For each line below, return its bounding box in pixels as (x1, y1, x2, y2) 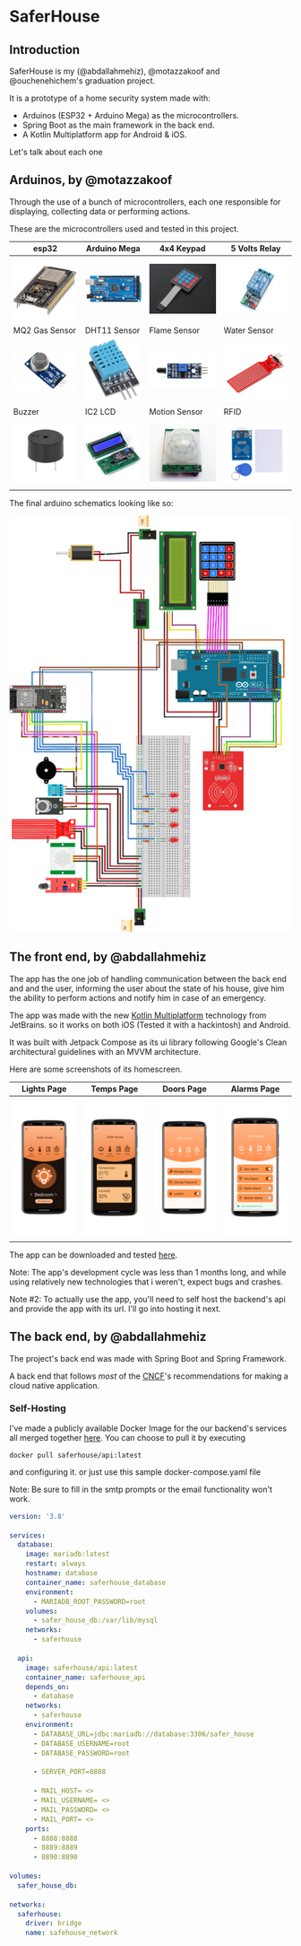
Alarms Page (230, 1083, 280, 1094)
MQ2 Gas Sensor (13, 325, 77, 336)
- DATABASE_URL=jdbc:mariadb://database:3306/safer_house (32, 1730, 254, 1739)
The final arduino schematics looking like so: (9, 498, 174, 509)
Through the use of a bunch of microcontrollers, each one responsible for (9, 196, 281, 207)
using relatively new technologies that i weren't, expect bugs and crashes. (9, 1276, 284, 1287)
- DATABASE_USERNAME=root (32, 1739, 130, 1748)
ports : (25, 1824, 50, 1833)
